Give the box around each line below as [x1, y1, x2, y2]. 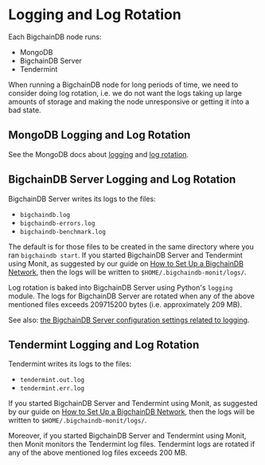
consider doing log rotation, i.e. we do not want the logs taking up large [8, 88, 243, 97]
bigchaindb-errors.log [19, 219, 95, 227]
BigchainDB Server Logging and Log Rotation [8, 173, 236, 187]
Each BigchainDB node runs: [8, 32, 102, 41]
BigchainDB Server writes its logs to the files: [8, 194, 157, 203]
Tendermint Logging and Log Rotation [8, 337, 200, 352]
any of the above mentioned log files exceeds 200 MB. [8, 448, 188, 458]
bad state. [8, 105, 41, 115]
